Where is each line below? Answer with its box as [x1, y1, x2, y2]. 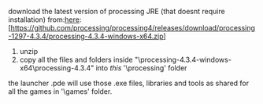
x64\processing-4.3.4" [19, 63, 94, 73]
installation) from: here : [8, 15, 82, 24]
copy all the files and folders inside [19, 55, 133, 64]
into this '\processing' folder [95, 63, 187, 73]
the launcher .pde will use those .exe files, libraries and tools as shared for [8, 78, 250, 88]
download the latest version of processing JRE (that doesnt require [8, 7, 226, 16]
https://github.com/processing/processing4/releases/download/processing [10, 23, 256, 32]
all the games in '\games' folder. [8, 87, 113, 96]
